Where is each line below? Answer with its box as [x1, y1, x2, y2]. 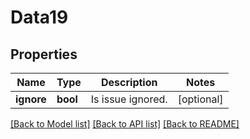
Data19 [10, 6, 69, 29]
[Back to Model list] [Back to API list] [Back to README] [10, 118, 240, 130]
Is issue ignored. [90, 92, 168, 106]
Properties [10, 46, 78, 63]
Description [101, 76, 158, 89]
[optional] [177, 92, 224, 106]
